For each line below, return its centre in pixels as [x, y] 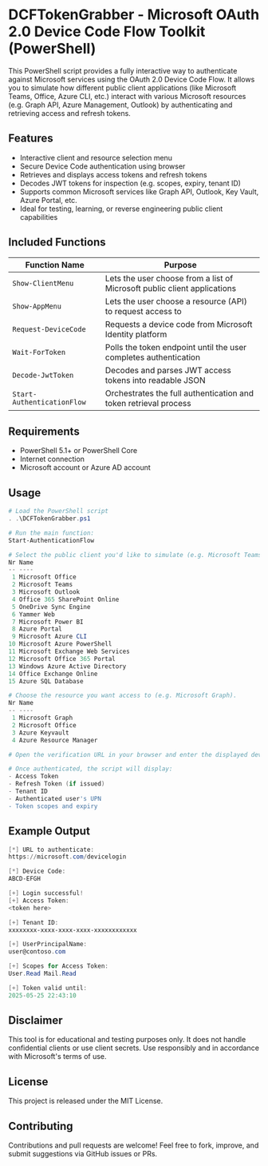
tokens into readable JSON [155, 380]
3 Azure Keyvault [40, 733]
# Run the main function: [51, 533]
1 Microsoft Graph [42, 718]
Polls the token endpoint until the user [176, 347]
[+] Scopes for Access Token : [59, 966]
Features [31, 139]
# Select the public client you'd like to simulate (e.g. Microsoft [124, 555]
